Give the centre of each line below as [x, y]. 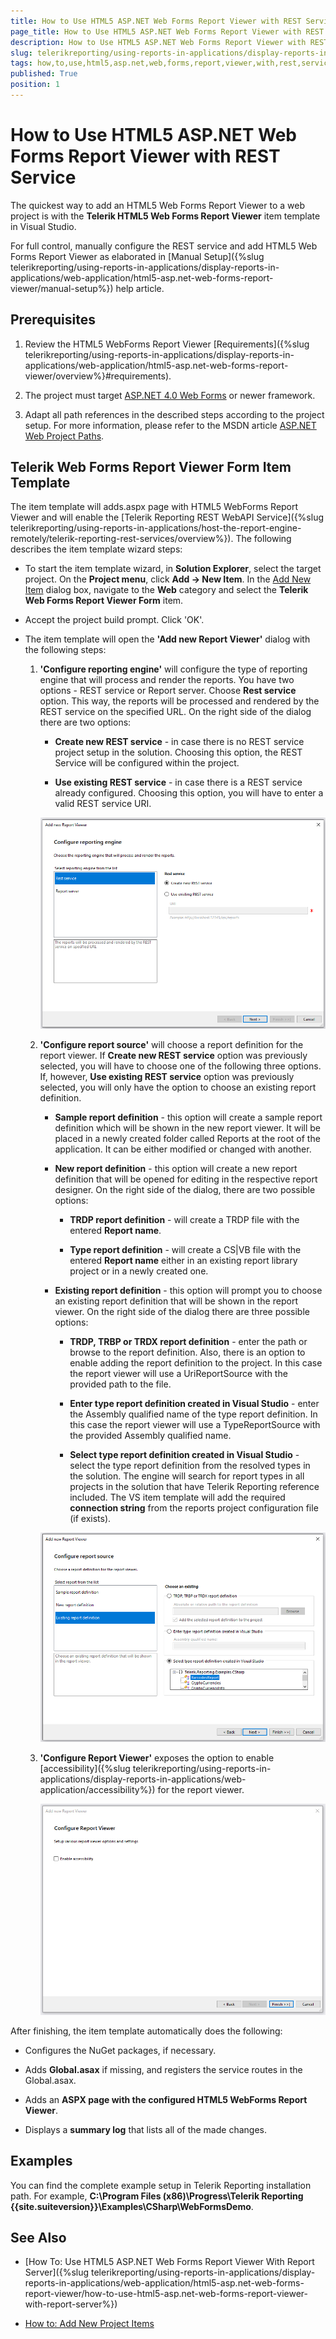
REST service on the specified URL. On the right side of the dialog [175, 712]
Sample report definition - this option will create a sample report [188, 1117]
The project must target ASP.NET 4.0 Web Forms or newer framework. [170, 395]
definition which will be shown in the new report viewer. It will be [187, 1127]
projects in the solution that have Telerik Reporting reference [194, 1486]
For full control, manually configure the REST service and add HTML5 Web [164, 246]
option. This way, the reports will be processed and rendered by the [179, 701]
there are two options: [85, 722]
